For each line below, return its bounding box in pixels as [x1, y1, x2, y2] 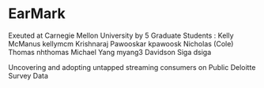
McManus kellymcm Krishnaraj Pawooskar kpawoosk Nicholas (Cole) [8, 38, 234, 48]
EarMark [8, 5, 66, 23]
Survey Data [8, 71, 49, 80]
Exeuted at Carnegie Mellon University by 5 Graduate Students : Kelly [8, 31, 235, 40]
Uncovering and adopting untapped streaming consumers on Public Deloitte [8, 62, 256, 71]
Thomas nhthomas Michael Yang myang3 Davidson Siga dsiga [8, 47, 212, 57]
